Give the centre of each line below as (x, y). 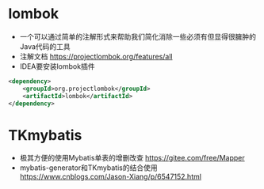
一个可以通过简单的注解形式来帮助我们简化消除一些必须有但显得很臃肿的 (138, 36)
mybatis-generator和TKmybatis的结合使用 (88, 168)
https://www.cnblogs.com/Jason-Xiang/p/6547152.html (111, 177)
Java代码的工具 (45, 46)
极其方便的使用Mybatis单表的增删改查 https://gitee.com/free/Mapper (132, 158)
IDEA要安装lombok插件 (57, 66)
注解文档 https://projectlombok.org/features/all (96, 56)
